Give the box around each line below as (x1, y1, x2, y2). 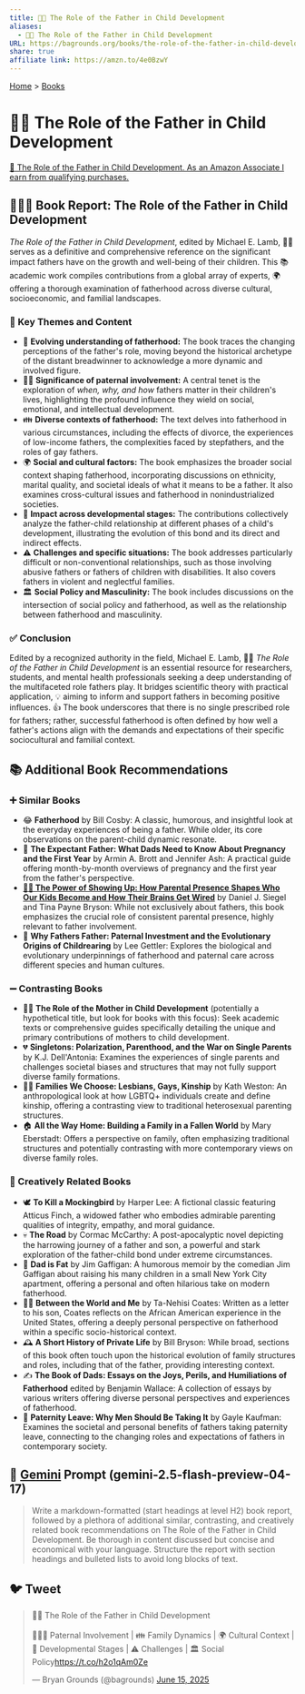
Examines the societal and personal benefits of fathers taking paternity (22, 1421, 289, 1432)
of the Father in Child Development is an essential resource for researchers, (9, 662, 293, 674)
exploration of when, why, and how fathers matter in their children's (22, 384, 277, 396)
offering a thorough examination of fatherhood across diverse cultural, (9, 283, 273, 294)
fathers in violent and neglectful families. (22, 576, 175, 587)
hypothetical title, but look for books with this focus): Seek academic (22, 1012, 280, 1024)
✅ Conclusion (9, 632, 72, 644)
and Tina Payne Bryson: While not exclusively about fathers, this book (22, 902, 284, 913)
